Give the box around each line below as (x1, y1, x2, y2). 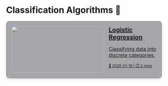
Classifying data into (109, 45, 157, 52)
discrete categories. (109, 51, 155, 58)
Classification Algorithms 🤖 (6, 4, 121, 16)
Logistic (109, 26, 133, 34)
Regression (109, 33, 143, 41)
